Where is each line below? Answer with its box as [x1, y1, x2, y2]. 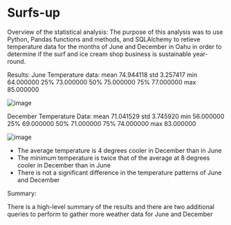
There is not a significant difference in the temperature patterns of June [17, 168, 222, 177]
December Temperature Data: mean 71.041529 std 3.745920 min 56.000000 [7, 112, 225, 120]
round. [7, 57, 26, 65]
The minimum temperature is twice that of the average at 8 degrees [17, 154, 210, 162]
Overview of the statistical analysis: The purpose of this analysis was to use [7, 28, 223, 36]
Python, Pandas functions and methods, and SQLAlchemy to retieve [7, 35, 201, 43]
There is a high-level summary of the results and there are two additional [7, 202, 214, 210]
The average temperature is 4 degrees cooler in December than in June [17, 146, 222, 154]
